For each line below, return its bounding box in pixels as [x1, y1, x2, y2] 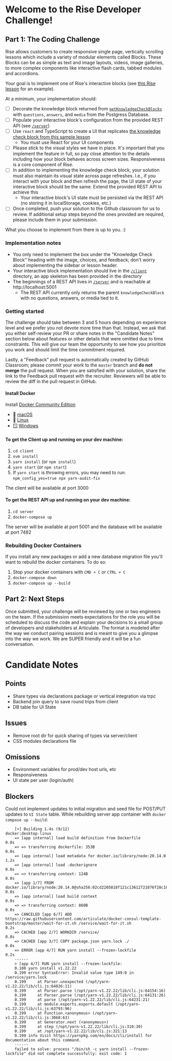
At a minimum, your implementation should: [5, 96, 97, 102]
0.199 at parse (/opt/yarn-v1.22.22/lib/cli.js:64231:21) [14, 997, 150, 1002]
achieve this [12, 189, 38, 196]
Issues [5, 719, 27, 727]
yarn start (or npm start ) [12, 464, 67, 470]
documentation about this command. [5, 1038, 81, 1043]
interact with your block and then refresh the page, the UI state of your [12, 178, 162, 184]
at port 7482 [5, 529, 32, 535]
